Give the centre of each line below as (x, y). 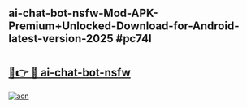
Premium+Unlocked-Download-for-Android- (124, 26)
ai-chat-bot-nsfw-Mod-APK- (83, 13)
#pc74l (134, 39)
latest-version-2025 (61, 39)
